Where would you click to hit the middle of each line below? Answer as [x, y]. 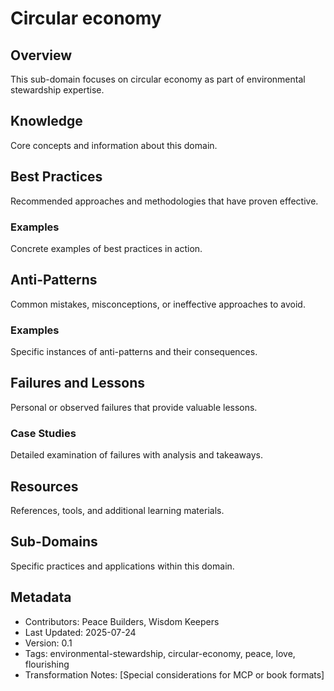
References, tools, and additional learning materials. [117, 510]
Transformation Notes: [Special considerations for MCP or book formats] [174, 674]
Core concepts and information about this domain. [114, 145]
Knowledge [46, 121]
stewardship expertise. [57, 90]
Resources [44, 486]
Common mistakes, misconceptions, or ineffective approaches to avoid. [158, 304]
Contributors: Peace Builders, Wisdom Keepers [122, 621]
